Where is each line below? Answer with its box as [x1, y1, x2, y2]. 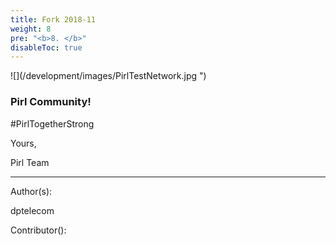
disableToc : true [10, 42, 83, 53]
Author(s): [10, 185, 53, 197]
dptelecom [10, 204, 55, 216]
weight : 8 [10, 24, 52, 34]
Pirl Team [10, 156, 50, 168]
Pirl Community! [10, 95, 92, 109]
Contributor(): [10, 224, 67, 236]
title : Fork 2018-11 [10, 14, 97, 25]
